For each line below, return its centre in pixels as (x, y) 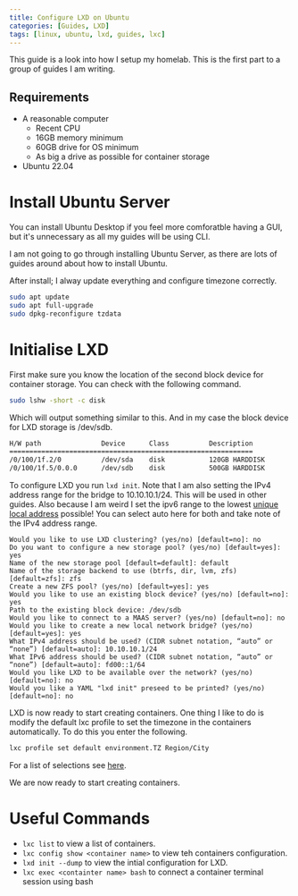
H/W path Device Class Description (131, 444)
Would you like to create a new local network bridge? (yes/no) (131, 626)
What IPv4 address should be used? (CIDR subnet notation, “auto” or (141, 642)
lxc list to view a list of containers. (89, 843)
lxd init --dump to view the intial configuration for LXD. (125, 862)
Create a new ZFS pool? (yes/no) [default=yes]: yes (109, 587)
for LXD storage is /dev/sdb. (61, 427)
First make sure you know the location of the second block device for (137, 374)
